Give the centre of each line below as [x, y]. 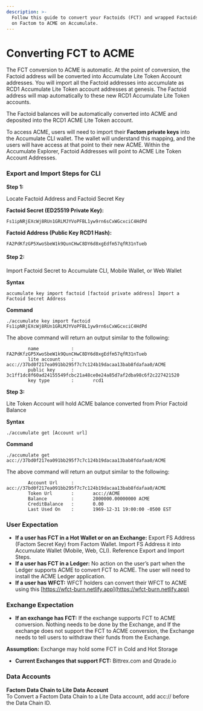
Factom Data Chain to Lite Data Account [57, 690]
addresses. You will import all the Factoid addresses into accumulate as [95, 83]
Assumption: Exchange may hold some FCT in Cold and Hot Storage [92, 649]
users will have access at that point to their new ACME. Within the [88, 145]
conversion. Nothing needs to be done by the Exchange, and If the [98, 624]
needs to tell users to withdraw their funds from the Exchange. [93, 638]
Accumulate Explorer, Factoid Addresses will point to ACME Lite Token [94, 152]
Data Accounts [29, 676]
